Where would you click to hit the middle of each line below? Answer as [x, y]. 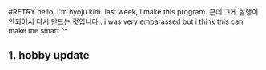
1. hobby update [49, 55]
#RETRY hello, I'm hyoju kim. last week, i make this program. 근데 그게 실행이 [133, 12]
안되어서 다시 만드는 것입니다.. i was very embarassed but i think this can [126, 21]
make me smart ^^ [38, 31]
